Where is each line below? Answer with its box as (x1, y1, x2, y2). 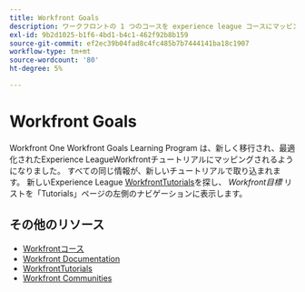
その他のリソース (9, 217, 104, 233)
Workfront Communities (22, 272, 113, 283)
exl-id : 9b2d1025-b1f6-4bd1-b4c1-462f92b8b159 (9, 30, 189, 39)
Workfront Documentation (22, 253, 121, 264)
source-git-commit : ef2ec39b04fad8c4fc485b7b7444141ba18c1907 (9, 38, 250, 48)
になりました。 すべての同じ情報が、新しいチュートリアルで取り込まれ (9, 165, 273, 176)
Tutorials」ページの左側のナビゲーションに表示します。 (40, 187, 248, 198)
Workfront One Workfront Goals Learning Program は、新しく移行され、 (9, 142, 280, 153)
